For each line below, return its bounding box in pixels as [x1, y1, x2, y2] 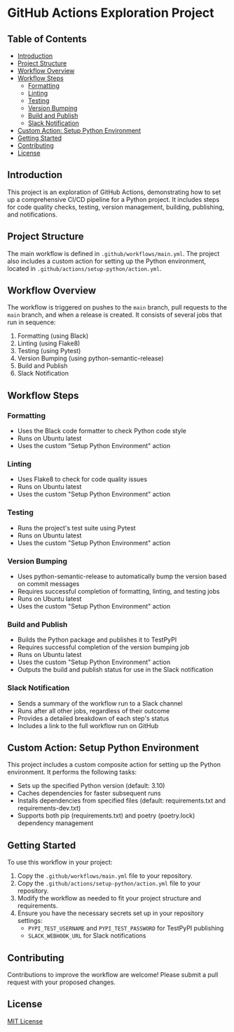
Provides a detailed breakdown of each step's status [17, 714, 170, 722]
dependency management [17, 819, 94, 827]
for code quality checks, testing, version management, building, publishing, [7, 203, 225, 211]
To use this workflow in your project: [7, 858, 113, 867]
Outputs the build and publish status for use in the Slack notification [17, 665, 214, 674]
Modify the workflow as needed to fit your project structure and [17, 894, 202, 903]
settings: [17, 917, 43, 925]
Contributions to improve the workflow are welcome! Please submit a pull [7, 971, 219, 979]
